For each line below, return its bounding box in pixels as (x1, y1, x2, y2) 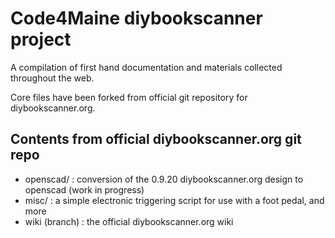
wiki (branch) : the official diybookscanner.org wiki (24, 215, 234, 227)
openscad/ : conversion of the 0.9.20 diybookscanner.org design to (24, 173, 304, 185)
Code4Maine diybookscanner (10, 7, 263, 30)
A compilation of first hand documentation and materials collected (10, 61, 283, 73)
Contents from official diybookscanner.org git (10, 131, 302, 148)
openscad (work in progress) (24, 183, 145, 196)
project (10, 28, 72, 51)
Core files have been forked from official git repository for (10, 91, 248, 103)
